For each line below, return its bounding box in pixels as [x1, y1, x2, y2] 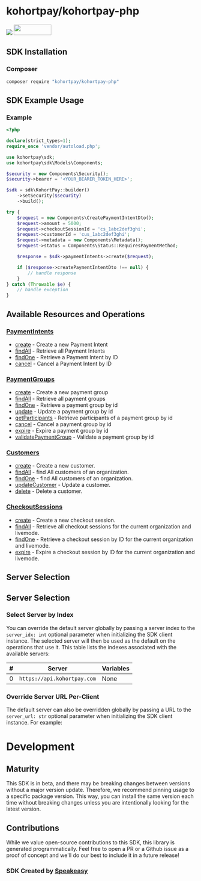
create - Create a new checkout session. [14, 516, 116, 524]
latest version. [6, 805, 41, 813]
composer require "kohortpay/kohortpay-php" [6, 78, 119, 85]
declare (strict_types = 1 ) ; [6, 138, 71, 144]
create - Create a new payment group [14, 389, 109, 396]
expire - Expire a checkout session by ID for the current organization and [14, 548, 195, 555]
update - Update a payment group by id [14, 408, 113, 415]
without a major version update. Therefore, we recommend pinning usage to [6, 787, 195, 794]
